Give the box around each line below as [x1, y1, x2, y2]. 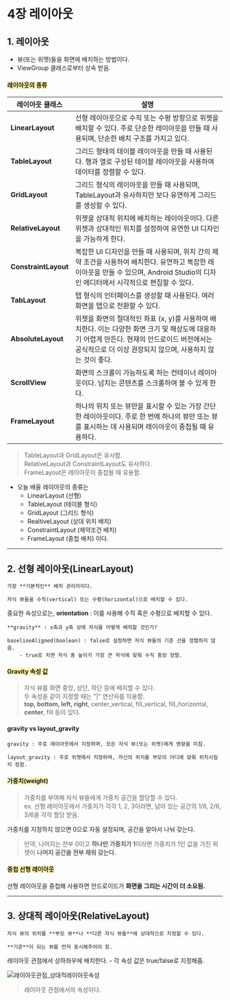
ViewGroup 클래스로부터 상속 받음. [16, 64, 111, 72]
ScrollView [10, 378, 47, 388]
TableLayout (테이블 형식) [27, 500, 98, 509]
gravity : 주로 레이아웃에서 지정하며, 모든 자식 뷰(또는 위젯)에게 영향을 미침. [7, 741, 206, 748]
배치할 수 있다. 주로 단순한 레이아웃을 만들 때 [75, 124, 210, 133]
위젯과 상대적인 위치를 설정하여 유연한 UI [75, 224, 199, 233]
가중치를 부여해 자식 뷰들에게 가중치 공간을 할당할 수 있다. [23, 793, 178, 802]
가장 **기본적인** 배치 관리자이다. [7, 583, 93, 590]
